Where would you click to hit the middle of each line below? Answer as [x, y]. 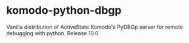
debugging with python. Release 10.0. [53, 33]
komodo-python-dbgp [64, 10]
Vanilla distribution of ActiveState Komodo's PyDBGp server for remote [95, 27]
